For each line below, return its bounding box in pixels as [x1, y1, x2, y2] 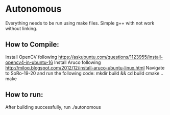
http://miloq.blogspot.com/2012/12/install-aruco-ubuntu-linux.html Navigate [5, 64, 165, 71]
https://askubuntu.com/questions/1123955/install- [58, 54, 163, 60]
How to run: [5, 90, 43, 99]
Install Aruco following [54, 59, 101, 65]
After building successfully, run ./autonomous [5, 104, 101, 110]
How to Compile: [5, 40, 60, 49]
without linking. [5, 25, 37, 31]
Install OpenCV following [5, 54, 57, 60]
